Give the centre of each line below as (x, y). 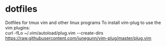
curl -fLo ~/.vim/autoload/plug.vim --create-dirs (54, 33)
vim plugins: (18, 27)
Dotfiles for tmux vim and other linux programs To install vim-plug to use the (83, 23)
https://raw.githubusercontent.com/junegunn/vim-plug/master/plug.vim (78, 38)
